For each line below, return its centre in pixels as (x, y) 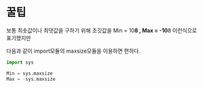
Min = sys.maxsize (29, 73)
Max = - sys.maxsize (31, 79)
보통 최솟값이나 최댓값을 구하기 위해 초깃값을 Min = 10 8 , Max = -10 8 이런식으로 (102, 30)
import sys (20, 62)
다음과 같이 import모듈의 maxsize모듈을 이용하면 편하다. (74, 51)
